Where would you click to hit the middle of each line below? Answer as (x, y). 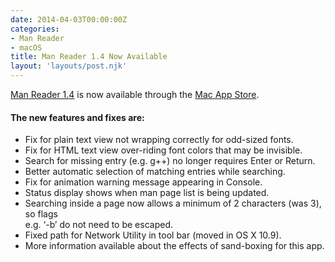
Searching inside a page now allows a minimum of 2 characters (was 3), (173, 203)
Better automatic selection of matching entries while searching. (155, 172)
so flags (41, 214)
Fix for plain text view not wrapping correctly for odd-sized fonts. (159, 140)
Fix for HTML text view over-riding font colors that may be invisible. (163, 150)
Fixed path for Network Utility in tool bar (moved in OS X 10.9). (153, 235)
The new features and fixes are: (77, 117)
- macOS (26, 47)
